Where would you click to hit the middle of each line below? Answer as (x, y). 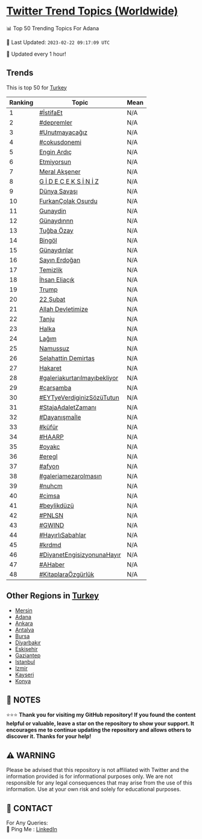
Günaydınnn (56, 221)
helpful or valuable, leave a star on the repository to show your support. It (100, 724)
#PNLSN (51, 515)
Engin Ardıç (55, 152)
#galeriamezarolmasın (71, 476)
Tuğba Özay (56, 230)
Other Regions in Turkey (53, 596)
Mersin (24, 610)
